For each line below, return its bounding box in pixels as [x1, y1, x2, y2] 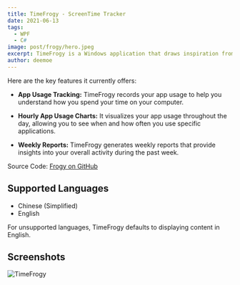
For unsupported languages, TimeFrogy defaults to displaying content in [7, 222, 220, 232]
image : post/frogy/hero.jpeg [7, 43, 94, 51]
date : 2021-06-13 [7, 17, 59, 24]
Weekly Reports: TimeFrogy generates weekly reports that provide [17, 140, 216, 149]
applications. [17, 126, 56, 135]
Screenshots [7, 251, 66, 263]
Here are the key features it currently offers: [7, 76, 137, 85]
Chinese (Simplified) [17, 201, 79, 210]
